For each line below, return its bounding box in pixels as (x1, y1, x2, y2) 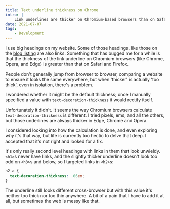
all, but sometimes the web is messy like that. (5, 198, 100, 204)
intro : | (5, 12, 24, 17)
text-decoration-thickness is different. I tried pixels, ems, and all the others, (5, 112, 165, 118)
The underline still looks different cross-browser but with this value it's (5, 187, 153, 193)
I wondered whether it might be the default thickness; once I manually (5, 92, 151, 97)
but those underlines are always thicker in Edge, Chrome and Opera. (5, 118, 148, 123)
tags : (5, 26, 17, 31)
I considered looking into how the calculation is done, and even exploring (5, 127, 158, 133)
